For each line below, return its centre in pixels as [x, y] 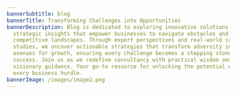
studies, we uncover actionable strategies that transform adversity [117, 47]
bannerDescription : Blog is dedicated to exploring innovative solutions [118, 27]
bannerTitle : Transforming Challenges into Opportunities [94, 20]
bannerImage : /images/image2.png [56, 80]
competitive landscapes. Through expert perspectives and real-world [117, 40]
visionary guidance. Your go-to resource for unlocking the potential [119, 66]
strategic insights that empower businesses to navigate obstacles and [121, 34]
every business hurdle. [48, 73]
